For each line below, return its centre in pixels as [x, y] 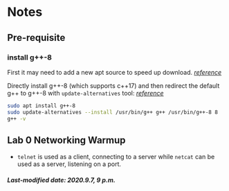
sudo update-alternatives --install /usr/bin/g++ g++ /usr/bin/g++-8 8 [112, 112]
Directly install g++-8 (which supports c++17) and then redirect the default [113, 85]
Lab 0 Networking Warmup [66, 140]
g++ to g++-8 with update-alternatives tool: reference [85, 93]
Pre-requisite [36, 38]
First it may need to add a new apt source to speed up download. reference [114, 72]
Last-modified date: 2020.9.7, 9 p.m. [61, 180]
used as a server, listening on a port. [69, 164]
